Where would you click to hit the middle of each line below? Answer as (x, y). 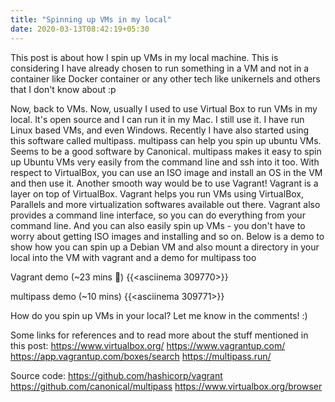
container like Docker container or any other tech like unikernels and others (165, 78)
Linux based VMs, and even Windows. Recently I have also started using (160, 130)
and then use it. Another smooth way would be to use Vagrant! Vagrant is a (164, 183)
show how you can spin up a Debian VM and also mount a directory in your (165, 247)
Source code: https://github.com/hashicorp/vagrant (116, 375)
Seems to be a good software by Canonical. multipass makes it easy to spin (166, 151)
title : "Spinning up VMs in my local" (91, 19)
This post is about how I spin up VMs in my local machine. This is (144, 57)
